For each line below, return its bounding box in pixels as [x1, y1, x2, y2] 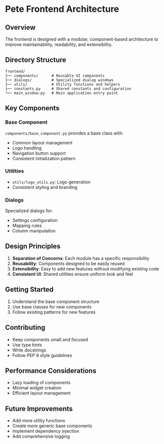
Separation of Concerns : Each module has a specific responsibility [12, 255, 150, 261]
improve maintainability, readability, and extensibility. [5, 42, 113, 47]
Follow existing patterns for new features [12, 309, 96, 315]
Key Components [5, 104, 60, 112]
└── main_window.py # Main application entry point [5, 90, 119, 95]
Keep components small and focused [12, 336, 88, 342]
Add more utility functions [12, 418, 65, 424]
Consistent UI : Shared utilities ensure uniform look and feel [12, 271, 133, 277]
